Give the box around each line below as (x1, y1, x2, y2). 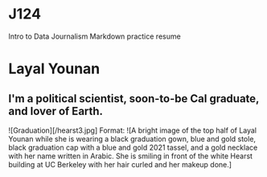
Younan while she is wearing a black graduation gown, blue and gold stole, (8, 134, 256, 143)
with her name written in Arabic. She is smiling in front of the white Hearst (8, 150, 253, 161)
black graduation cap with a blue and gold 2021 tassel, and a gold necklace (8, 142, 258, 152)
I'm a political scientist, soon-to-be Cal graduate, (8, 92, 260, 105)
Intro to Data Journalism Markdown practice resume (8, 31, 181, 41)
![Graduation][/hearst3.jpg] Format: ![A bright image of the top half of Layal (8, 126, 257, 135)
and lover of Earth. (8, 104, 103, 117)
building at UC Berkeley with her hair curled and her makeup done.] (8, 159, 232, 169)
